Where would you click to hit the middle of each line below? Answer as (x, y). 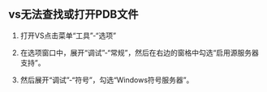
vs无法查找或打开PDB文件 (74, 15)
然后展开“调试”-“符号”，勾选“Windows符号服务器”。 (107, 80)
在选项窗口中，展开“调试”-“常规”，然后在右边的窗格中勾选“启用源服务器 (140, 52)
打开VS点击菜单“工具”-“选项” (68, 36)
